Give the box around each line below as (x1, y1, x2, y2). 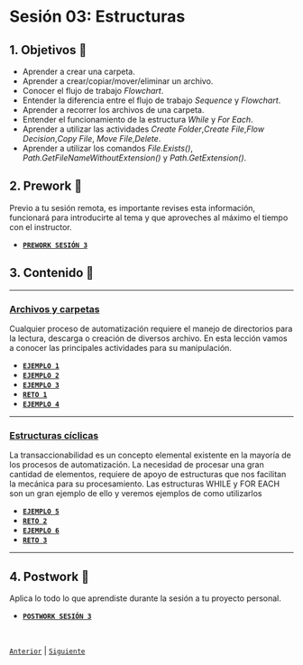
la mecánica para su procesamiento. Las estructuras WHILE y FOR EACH (9, 478, 280, 489)
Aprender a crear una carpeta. (22, 66, 135, 77)
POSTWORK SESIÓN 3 (22, 612, 92, 622)
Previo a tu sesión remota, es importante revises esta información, (9, 202, 255, 213)
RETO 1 (22, 390, 48, 399)
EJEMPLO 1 (22, 361, 60, 371)
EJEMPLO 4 (22, 400, 60, 409)
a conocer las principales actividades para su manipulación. (9, 342, 233, 353)
